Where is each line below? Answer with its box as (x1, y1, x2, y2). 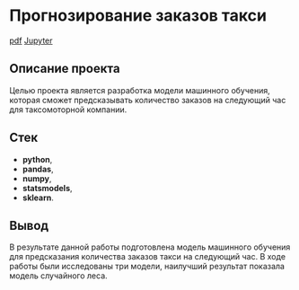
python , (22, 154, 53, 164)
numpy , (22, 172, 52, 184)
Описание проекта (9, 61, 120, 76)
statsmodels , (22, 182, 74, 193)
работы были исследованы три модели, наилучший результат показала (9, 261, 286, 272)
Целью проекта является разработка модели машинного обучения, (9, 84, 271, 95)
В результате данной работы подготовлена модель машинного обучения (9, 242, 291, 252)
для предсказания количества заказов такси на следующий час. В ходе (9, 251, 286, 262)
